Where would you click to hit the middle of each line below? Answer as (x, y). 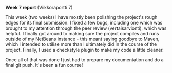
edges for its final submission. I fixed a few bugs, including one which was (84, 23)
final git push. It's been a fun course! (44, 65)
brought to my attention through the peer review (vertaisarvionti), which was (86, 28)
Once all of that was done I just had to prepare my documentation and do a (84, 60)
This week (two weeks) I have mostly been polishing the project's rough (81, 17)
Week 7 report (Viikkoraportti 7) (39, 7)
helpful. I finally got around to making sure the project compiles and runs (82, 33)
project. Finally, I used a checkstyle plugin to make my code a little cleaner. (84, 50)
